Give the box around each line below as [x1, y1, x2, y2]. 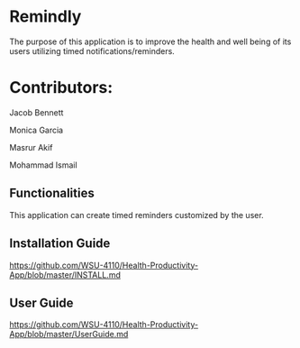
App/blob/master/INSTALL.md [9, 269, 122, 280]
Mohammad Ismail [9, 160, 78, 170]
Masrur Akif [9, 142, 53, 152]
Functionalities [9, 186, 95, 201]
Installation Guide [9, 236, 111, 252]
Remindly [9, 6, 82, 27]
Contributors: [9, 78, 114, 98]
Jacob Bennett [9, 106, 64, 118]
